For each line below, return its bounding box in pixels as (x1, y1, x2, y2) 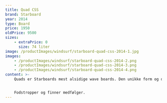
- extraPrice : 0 (14, 40, 48, 45)
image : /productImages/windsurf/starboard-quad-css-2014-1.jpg (5, 49, 139, 54)
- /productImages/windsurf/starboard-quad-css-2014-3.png (14, 63, 137, 68)
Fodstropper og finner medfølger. (14, 90, 85, 95)
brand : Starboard (5, 12, 41, 17)
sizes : (5, 35, 19, 40)
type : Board (5, 21, 30, 26)
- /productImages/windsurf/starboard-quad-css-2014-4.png (14, 68, 137, 73)
